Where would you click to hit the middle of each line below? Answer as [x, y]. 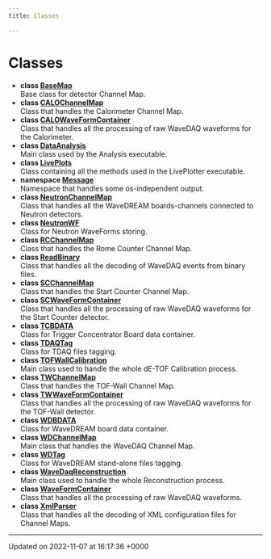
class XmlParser [48, 506]
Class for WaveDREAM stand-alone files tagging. [101, 463]
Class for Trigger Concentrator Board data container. [108, 334]
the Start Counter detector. [65, 317]
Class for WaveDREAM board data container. [94, 428]
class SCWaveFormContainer [71, 300]
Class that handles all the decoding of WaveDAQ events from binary [133, 265]
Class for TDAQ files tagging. [68, 351]
